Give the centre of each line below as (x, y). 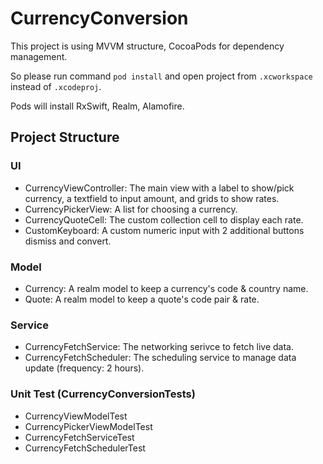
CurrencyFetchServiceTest (79, 437)
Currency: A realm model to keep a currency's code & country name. (166, 288)
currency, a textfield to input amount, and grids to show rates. (152, 198)
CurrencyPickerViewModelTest (88, 426)
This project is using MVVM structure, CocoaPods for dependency (147, 46)
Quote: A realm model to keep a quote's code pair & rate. (142, 299)
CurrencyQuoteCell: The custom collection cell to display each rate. (164, 219)
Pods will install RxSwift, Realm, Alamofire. (97, 106)
